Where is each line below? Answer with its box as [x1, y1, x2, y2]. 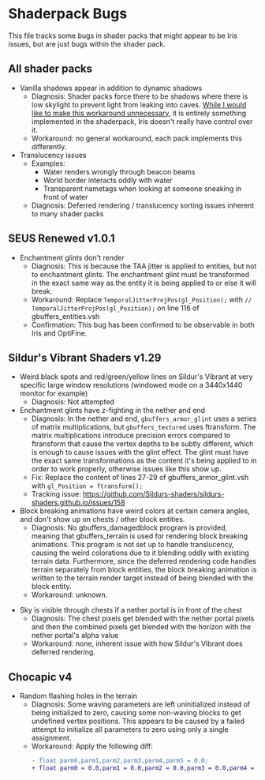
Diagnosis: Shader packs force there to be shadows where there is [31, 92, 248, 101]
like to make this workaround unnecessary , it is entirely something [31, 108, 247, 118]
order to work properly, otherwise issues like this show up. [31, 464, 222, 474]
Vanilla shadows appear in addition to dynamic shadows [19, 83, 203, 92]
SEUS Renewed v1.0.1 [8, 232, 115, 246]
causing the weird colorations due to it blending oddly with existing [31, 548, 250, 557]
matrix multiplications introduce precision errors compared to [31, 431, 231, 441]
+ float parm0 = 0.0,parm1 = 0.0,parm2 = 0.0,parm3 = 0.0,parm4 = [31, 764, 255, 772]
